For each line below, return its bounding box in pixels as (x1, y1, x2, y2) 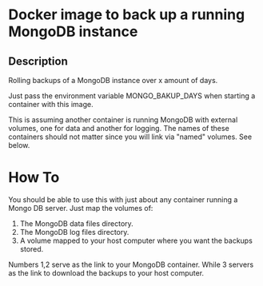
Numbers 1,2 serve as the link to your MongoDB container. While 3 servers (8, 260, 254, 269)
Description (8, 54, 68, 68)
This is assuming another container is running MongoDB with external (8, 115, 238, 125)
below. (8, 141, 30, 149)
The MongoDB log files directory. (19, 227, 130, 236)
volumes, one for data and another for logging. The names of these (8, 124, 229, 133)
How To (8, 169, 60, 187)
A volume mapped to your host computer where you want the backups (19, 236, 253, 245)
